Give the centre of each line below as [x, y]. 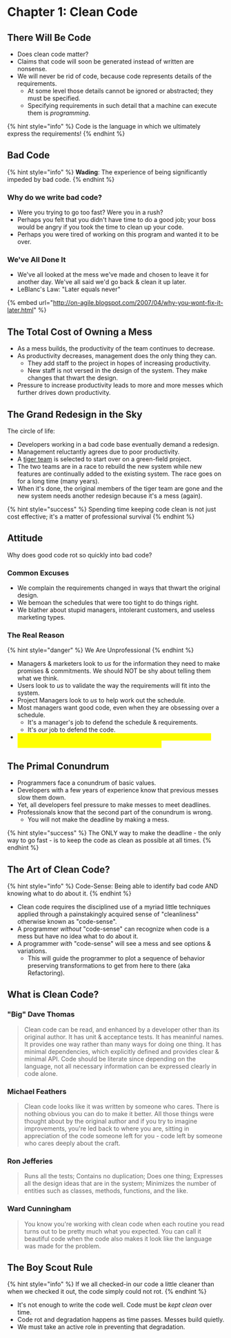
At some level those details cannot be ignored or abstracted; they [120, 91]
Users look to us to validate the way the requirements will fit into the [113, 686]
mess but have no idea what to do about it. [78, 936]
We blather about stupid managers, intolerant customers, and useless [116, 610]
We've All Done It [37, 260]
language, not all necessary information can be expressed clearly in [120, 1066]
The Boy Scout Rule [50, 1268]
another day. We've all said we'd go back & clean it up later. [102, 282]
